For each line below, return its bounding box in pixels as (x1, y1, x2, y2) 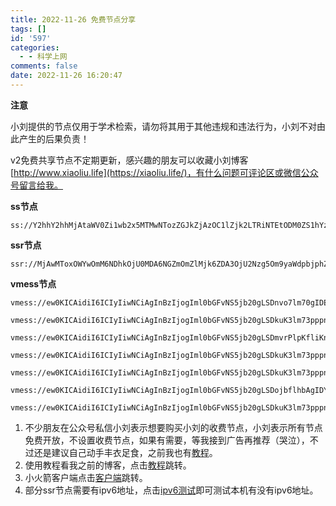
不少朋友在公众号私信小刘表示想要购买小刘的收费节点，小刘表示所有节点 (24, 421, 323, 433)
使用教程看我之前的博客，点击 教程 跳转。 (24, 459, 192, 471)
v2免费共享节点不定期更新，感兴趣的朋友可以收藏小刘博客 (10, 154, 249, 166)
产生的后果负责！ (18, 132, 90, 145)
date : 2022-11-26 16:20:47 (10, 71, 123, 81)
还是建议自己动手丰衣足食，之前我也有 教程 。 (33, 446, 218, 458)
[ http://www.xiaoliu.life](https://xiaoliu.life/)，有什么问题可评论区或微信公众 (10, 166, 319, 178)
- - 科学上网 (19, 52, 68, 62)
